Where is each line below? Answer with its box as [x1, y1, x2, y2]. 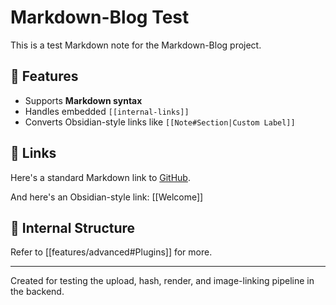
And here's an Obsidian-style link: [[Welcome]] [10, 191, 204, 203]
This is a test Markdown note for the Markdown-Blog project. [10, 39, 262, 51]
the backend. [10, 286, 65, 298]
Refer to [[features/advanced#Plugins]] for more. [10, 246, 213, 258]
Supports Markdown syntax [24, 94, 143, 106]
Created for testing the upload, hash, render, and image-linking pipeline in [10, 275, 315, 287]
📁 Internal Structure [10, 219, 136, 236]
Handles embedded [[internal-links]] [24, 105, 190, 117]
